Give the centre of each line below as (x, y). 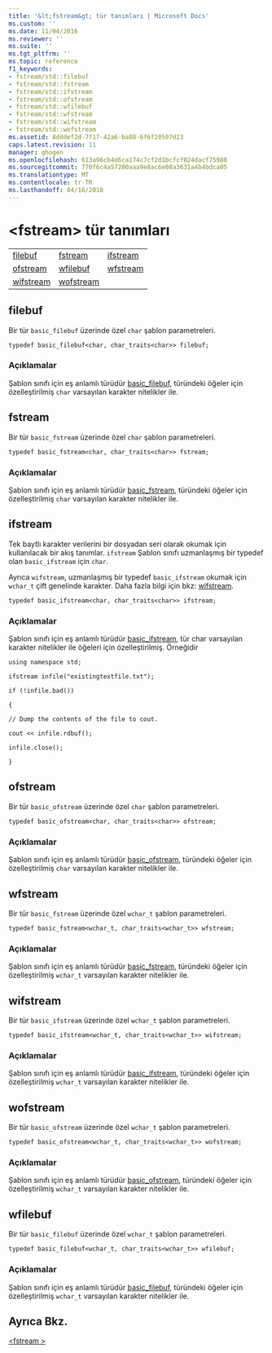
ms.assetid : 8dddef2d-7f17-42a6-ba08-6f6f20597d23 (96, 137)
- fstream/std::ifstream (50, 92)
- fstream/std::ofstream (50, 99)
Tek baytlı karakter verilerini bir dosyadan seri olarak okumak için (117, 544)
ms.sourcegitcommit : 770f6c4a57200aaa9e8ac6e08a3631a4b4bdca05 (118, 168)
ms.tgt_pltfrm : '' (39, 54)
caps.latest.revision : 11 (52, 144)
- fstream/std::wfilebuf (50, 107)
